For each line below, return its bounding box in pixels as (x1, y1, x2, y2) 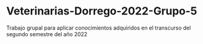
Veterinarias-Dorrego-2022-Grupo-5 (6, 4, 198, 18)
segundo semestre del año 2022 (6, 30, 88, 37)
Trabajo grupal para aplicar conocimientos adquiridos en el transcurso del (6, 24, 191, 31)
